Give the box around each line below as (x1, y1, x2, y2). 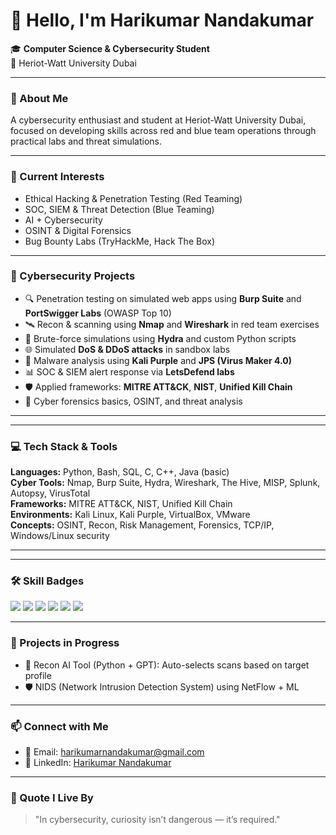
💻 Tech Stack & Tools (10, 439, 118, 453)
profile (24, 669, 52, 681)
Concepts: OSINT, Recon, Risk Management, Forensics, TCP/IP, (10, 519, 275, 531)
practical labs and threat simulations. (10, 135, 162, 148)
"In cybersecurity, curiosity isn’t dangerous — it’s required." (34, 814, 281, 826)
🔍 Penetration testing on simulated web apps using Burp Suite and (24, 292, 302, 304)
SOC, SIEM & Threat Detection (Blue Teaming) (24, 203, 215, 215)
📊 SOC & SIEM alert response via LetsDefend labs (24, 365, 235, 378)
